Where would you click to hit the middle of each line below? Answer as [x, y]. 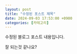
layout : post [18, 9]
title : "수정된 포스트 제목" [30, 14]
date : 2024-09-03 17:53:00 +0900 [39, 18]
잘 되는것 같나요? [21, 47]
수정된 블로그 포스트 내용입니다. [35, 37]
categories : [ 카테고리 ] [27, 23]
